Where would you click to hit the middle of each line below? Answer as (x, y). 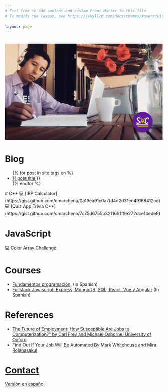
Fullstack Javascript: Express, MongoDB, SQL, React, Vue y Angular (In (86, 289)
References (29, 315)
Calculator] (46, 193)
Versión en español (25, 384)
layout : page (19, 27)
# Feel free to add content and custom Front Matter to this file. (77, 11)
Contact (22, 370)
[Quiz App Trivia (27, 206)
